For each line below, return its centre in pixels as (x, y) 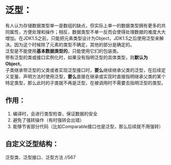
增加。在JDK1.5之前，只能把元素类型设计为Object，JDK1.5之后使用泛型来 (82, 38)
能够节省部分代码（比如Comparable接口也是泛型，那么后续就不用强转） (88, 126)
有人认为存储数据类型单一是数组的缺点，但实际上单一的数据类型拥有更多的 (83, 25)
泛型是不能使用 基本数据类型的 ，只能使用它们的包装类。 (63, 51)
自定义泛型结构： (32, 144)
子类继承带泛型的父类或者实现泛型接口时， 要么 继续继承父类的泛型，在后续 (83, 70)
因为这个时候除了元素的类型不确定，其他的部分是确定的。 (74, 44)
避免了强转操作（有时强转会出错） (48, 120)
